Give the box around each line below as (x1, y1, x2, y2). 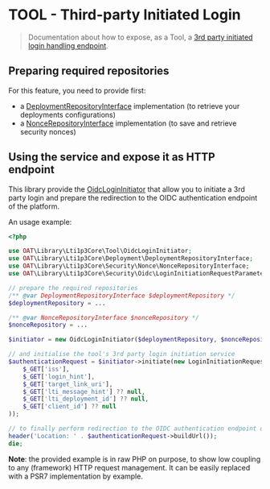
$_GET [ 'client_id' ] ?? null (22, 403, 117, 411)
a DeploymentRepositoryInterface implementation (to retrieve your (19, 101, 240, 110)
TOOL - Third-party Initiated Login (8, 6, 241, 24)
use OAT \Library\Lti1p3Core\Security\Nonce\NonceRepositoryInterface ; (8, 262, 250, 271)
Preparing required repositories (8, 64, 170, 78)
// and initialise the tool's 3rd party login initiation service (8, 350, 235, 358)
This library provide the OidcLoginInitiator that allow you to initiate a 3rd (8, 184, 245, 194)
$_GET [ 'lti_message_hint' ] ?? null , (22, 387, 146, 396)
